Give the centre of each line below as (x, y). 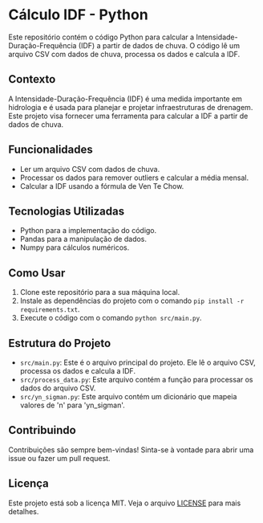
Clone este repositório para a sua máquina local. (100, 292)
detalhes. (24, 511)
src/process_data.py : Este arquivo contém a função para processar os (136, 380)
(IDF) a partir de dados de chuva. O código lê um (159, 45)
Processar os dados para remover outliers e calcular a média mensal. (134, 178)
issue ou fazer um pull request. (59, 458)
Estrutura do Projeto (60, 343)
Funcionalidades (51, 150)
